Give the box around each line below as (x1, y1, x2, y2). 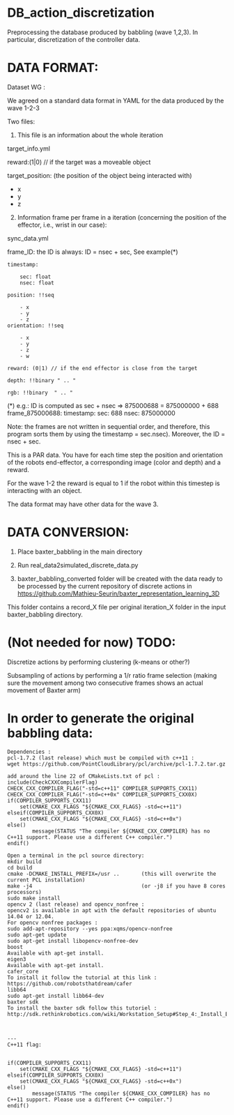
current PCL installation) (7, 877, 86, 883)
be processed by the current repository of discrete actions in (17, 582, 193, 590)
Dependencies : (7, 748, 52, 755)
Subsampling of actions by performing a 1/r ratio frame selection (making (7, 671, 217, 679)
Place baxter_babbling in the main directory (17, 547, 143, 556)
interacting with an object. (7, 486, 82, 494)
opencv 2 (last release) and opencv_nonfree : (7, 901, 145, 908)
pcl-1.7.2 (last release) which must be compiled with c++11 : (7, 754, 195, 761)
